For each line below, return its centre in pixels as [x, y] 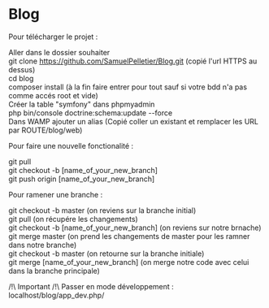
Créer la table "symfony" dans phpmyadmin [82, 104]
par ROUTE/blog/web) [46, 130]
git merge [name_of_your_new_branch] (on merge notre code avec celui [129, 262]
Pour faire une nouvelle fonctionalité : [71, 145]
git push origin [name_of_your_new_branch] [82, 179]
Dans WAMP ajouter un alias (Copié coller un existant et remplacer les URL [133, 121]
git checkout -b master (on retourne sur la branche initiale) [106, 254]
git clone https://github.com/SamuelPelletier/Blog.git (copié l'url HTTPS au [133, 61]
